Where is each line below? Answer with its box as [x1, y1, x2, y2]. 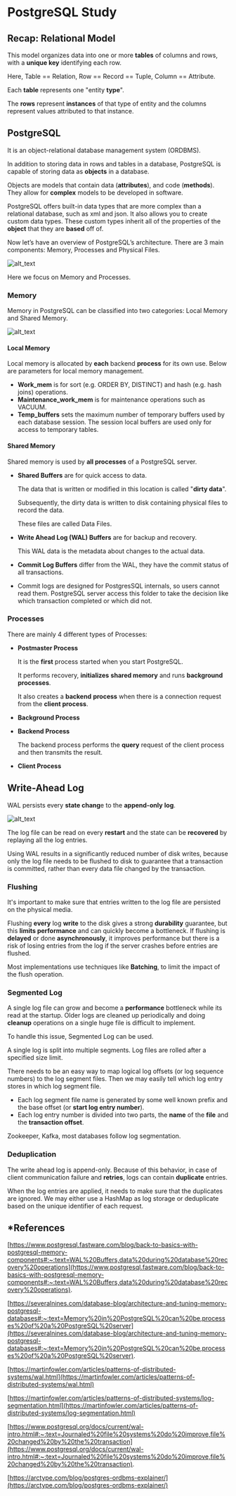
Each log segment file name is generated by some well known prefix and [17, 1096, 228, 1104]
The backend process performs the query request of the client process [17, 741, 225, 749]
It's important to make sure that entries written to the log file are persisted [7, 898, 221, 906]
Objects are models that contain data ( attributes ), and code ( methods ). [7, 180, 215, 189]
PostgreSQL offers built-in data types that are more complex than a [7, 202, 202, 210]
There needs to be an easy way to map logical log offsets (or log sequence [7, 1067, 224, 1075]
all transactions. [17, 568, 64, 576]
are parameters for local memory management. [7, 367, 144, 376]
